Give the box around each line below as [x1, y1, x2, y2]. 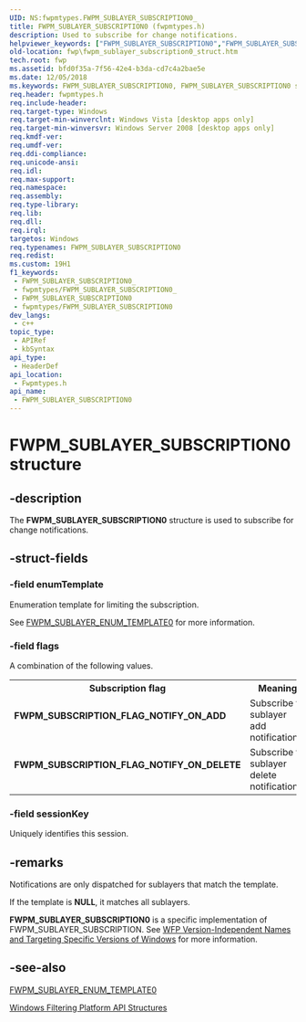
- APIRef [13, 336, 47, 345]
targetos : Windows [9, 234, 79, 243]
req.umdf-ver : [9, 141, 64, 150]
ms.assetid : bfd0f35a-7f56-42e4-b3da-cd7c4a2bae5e [9, 65, 206, 74]
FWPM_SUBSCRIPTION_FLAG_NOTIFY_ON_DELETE [14, 758, 241, 771]
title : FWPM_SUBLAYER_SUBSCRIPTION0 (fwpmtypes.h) [9, 22, 206, 31]
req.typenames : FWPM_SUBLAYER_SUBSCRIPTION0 [9, 243, 181, 252]
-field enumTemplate [9, 578, 105, 591]
